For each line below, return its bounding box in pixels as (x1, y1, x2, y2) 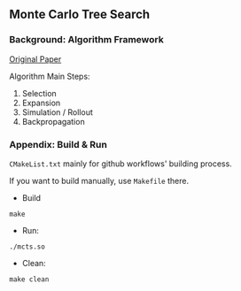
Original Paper (9, 53, 62, 65)
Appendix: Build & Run (9, 138, 108, 150)
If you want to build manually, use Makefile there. (9, 175, 189, 186)
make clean (9, 274, 50, 284)
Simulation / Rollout (21, 106, 93, 118)
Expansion (21, 97, 61, 108)
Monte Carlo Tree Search (9, 7, 151, 22)
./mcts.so (9, 242, 46, 251)
